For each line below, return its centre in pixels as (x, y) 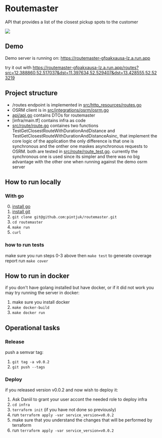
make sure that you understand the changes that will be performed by (82, 420)
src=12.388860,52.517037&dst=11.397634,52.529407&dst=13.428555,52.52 (81, 72)
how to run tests (25, 245)
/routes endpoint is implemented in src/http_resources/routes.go (77, 105)
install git (21, 211)
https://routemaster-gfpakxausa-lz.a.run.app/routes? (86, 67)
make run (21, 228)
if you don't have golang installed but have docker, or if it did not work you (80, 288)
